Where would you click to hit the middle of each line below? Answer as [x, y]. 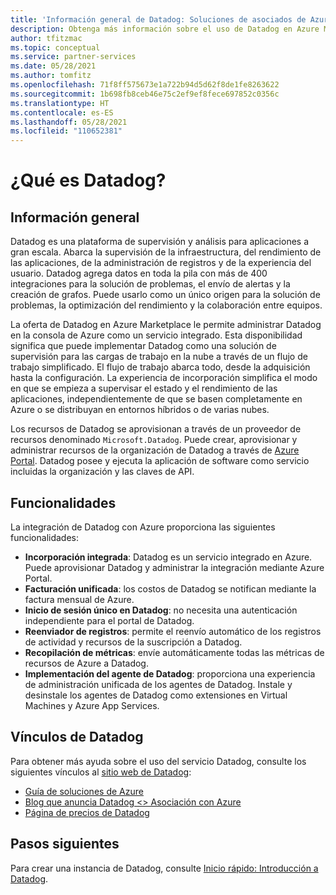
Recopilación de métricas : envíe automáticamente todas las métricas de [174, 652]
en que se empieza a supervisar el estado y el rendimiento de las [144, 388]
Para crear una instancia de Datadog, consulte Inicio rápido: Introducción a [164, 868]
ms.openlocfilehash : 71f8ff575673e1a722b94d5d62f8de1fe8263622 [145, 85]
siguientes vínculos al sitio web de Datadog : [101, 772]
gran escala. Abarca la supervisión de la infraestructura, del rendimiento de [166, 252]
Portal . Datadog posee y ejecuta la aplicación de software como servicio [160, 461]
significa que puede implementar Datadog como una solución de [143, 346]
